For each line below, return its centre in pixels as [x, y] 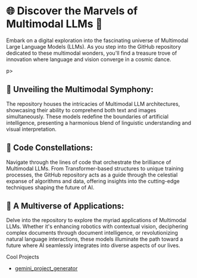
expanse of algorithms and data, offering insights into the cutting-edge [93, 181]
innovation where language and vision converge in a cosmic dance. [89, 59]
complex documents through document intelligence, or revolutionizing [92, 233]
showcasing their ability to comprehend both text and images [81, 110]
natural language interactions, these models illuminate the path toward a [95, 239]
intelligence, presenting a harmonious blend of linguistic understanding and [99, 122]
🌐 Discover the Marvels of [72, 11]
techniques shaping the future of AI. [50, 187]
